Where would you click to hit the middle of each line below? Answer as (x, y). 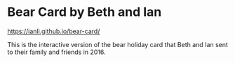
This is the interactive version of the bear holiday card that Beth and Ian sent (117, 44)
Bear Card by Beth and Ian (85, 12)
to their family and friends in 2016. (56, 52)
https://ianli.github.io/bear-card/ (54, 31)
